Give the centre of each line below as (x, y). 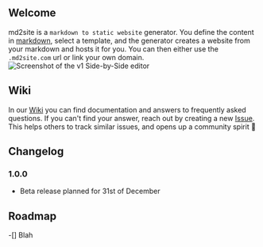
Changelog (36, 152)
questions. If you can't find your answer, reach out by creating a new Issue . (131, 118)
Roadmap (33, 216)
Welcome (32, 13)
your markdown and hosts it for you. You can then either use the (113, 49)
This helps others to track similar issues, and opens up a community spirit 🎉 (132, 127)
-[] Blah (21, 235)
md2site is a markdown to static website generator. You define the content (131, 32)
